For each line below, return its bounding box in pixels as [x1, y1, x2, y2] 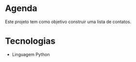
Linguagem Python [12, 51, 50, 57]
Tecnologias [5, 36, 56, 47]
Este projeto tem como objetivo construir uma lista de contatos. [5, 19, 132, 25]
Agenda [5, 3, 37, 14]
